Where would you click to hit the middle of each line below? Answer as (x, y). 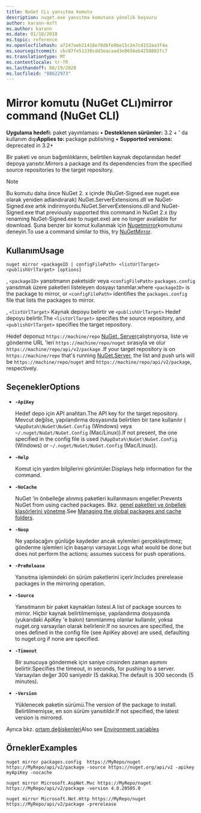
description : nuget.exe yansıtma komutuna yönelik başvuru (82, 17)
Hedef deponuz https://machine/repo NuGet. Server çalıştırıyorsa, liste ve (97, 336)
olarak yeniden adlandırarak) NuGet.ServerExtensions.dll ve (80, 200)
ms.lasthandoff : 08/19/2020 (41, 68)
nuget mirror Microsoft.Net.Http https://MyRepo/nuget (76, 799)
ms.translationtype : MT (36, 57)
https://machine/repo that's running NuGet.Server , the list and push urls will (100, 355)
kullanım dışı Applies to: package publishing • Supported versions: (89, 139)
